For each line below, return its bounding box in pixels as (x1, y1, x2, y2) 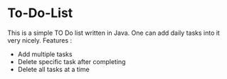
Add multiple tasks (17, 50, 73, 58)
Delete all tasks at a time (17, 65, 90, 73)
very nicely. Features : (7, 36, 73, 44)
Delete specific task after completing (17, 57, 126, 65)
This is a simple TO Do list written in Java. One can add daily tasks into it (7, 28, 221, 37)
